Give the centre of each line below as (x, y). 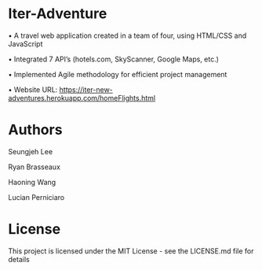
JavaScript (25, 43)
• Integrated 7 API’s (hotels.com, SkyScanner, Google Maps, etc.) (114, 59)
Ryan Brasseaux (35, 167)
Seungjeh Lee (31, 151)
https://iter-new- (86, 89)
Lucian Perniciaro (36, 197)
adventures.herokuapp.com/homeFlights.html (82, 98)
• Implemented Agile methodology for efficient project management (118, 74)
